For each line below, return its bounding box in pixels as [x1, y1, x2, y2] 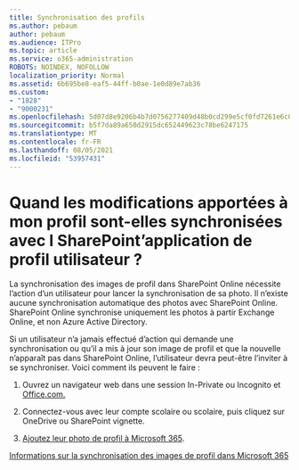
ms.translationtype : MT [9, 129, 98, 138]
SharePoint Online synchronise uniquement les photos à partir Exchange [9, 307, 275, 317]
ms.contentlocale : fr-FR [9, 137, 101, 146]
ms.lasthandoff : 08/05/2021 [9, 145, 114, 154]
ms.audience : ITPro [9, 37, 82, 47]
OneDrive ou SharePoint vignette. [21, 416, 145, 426]
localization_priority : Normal [9, 71, 125, 80]
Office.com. [21, 389, 66, 400]
